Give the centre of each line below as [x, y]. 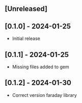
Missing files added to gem [40, 67]
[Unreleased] [26, 9]
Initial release [26, 39]
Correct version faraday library [44, 95]
